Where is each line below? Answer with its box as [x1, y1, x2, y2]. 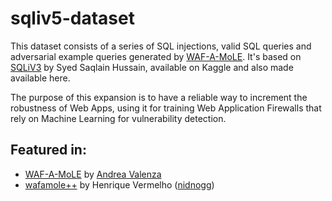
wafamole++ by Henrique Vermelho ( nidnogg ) [24, 178, 215, 191]
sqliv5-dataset [10, 7, 135, 30]
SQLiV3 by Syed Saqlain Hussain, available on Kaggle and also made [10, 61, 294, 73]
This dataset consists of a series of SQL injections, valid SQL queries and [10, 40, 312, 52]
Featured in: [10, 142, 87, 159]
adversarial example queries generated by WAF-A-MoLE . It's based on [10, 50, 302, 62]
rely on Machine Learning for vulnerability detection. [10, 112, 227, 124]
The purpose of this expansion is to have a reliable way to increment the [10, 91, 308, 103]
